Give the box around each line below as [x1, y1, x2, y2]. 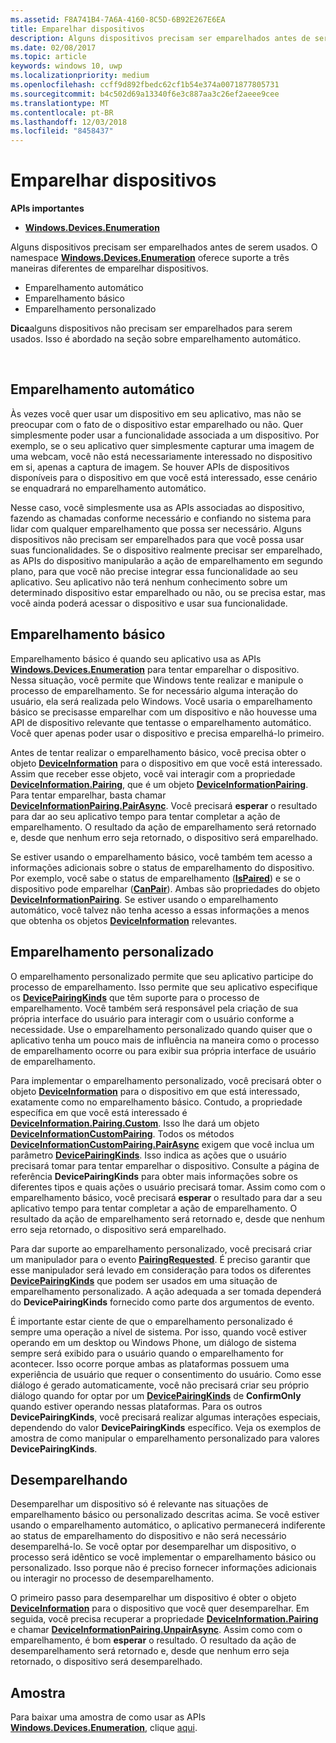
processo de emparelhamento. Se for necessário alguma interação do [10, 684, 298, 696]
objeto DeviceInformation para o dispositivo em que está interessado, [10, 1085, 301, 1097]
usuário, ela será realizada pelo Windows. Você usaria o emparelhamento [10, 695, 313, 707]
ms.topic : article [10, 52, 87, 62]
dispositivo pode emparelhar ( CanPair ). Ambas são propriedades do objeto [10, 882, 321, 895]
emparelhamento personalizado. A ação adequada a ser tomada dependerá [10, 1285, 322, 1297]
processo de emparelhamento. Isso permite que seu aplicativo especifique [10, 981, 318, 993]
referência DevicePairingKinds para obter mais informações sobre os [10, 1170, 298, 1182]
